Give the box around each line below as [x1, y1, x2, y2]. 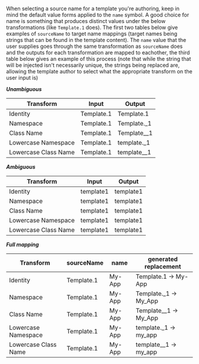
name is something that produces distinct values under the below [6, 18, 166, 24]
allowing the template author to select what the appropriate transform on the [6, 68, 192, 75]
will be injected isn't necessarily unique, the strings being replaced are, [6, 62, 180, 69]
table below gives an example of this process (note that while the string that [6, 56, 191, 62]
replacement [144, 263, 182, 270]
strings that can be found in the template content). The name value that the [6, 37, 187, 43]
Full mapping [6, 241, 39, 248]
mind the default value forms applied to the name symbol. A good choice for [6, 11, 190, 18]
